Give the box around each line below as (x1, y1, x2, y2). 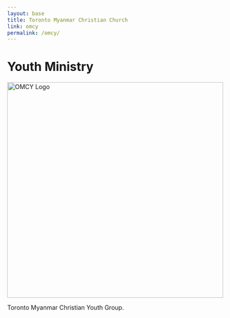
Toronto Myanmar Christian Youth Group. (7, 304, 124, 312)
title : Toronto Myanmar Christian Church (7, 17, 128, 23)
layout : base (7, 10, 45, 17)
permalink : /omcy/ (7, 29, 60, 37)
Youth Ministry (7, 59, 94, 74)
